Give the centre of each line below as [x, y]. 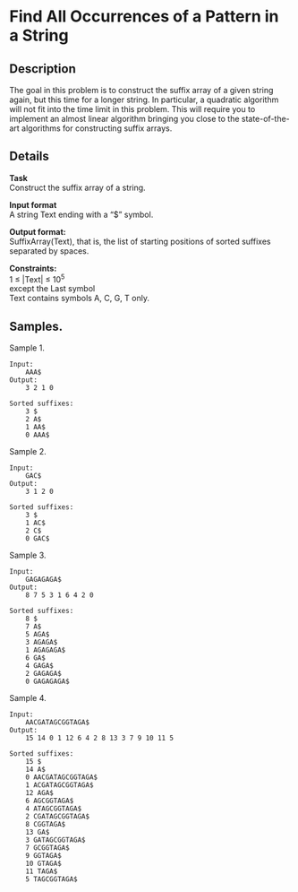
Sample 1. [27, 348]
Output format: [38, 231]
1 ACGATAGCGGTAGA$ [60, 785]
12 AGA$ [39, 793]
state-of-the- [266, 119]
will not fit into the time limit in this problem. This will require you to [132, 109]
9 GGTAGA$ [44, 856]
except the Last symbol [52, 289]
